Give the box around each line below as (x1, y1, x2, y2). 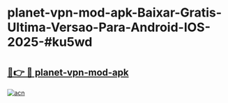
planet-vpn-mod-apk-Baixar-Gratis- (7, 5, 222, 21)
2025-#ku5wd (7, 35, 93, 50)
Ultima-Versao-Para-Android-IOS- (7, 19, 211, 35)
